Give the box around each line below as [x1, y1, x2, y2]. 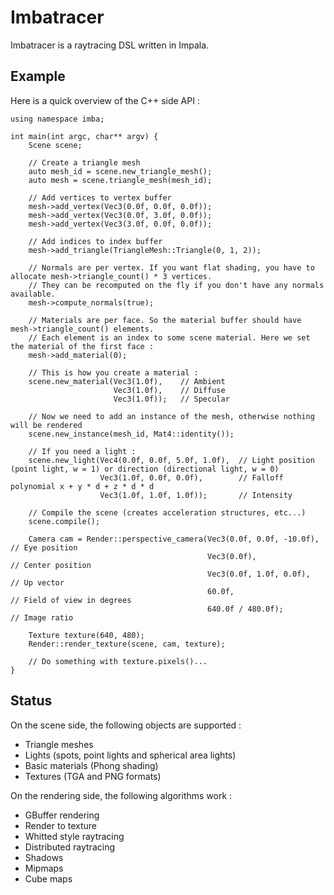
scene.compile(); [28, 516, 101, 526]
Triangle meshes [24, 738, 94, 750]
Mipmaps [24, 862, 64, 874]
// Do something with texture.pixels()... [28, 656, 208, 666]
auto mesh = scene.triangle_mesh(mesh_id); [28, 175, 213, 185]
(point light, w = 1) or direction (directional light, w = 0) [10, 464, 280, 474]
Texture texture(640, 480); [28, 630, 145, 640]
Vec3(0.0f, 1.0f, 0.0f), [207, 569, 311, 579]
